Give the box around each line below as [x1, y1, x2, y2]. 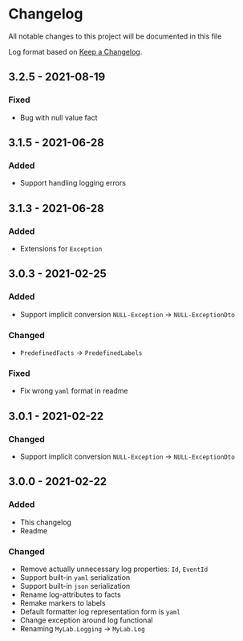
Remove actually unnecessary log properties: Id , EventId [19, 564, 209, 574]
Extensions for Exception [19, 244, 103, 253]
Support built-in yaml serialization [19, 572, 131, 582]
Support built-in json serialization [19, 581, 131, 590]
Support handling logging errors [19, 178, 127, 188]
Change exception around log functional [19, 615, 153, 625]
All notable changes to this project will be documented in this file [8, 31, 222, 41]
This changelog [19, 517, 72, 527]
